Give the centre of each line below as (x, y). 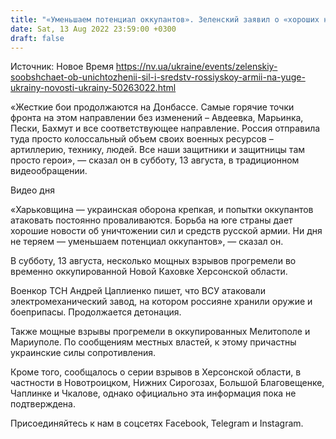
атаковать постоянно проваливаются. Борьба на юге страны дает (151, 220)
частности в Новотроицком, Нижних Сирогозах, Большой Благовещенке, (167, 383)
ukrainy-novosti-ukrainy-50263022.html (93, 88)
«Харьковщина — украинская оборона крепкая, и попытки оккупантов (162, 210)
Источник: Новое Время (62, 67)
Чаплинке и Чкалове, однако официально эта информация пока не (153, 393)
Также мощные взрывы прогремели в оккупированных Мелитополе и (160, 332)
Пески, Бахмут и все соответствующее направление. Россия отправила (165, 128)
